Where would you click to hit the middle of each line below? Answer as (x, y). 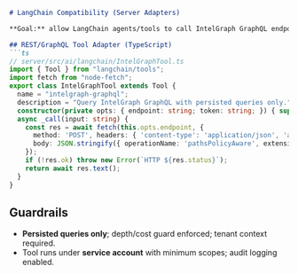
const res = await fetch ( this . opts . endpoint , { (114, 127)
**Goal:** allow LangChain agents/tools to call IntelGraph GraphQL (138, 28)
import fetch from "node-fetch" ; (71, 78)
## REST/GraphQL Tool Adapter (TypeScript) (91, 44)
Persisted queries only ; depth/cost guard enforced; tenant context (145, 234)
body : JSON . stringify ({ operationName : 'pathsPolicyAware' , (146, 144)
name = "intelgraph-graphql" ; (73, 94)
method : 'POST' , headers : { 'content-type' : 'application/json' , (156, 136)
